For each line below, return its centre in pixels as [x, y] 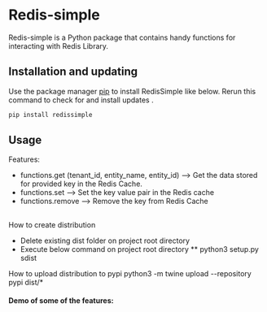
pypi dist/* [26, 282]
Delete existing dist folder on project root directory [105, 240]
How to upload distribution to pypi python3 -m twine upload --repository [130, 273]
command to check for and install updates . [81, 100]
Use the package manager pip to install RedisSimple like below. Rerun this [132, 91]
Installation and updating [73, 72]
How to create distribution [52, 224]
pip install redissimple [50, 115]
